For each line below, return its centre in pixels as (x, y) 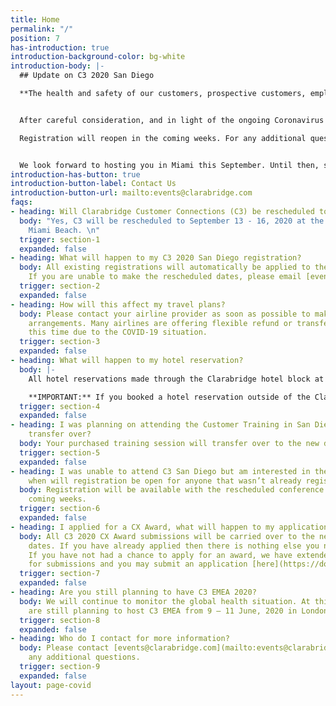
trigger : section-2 (60, 286)
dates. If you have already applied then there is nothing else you (174, 546)
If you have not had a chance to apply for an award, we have (160, 555)
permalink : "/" (42, 29)
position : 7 (35, 38)
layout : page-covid (51, 685)
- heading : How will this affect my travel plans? (118, 304)
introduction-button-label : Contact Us (93, 184)
